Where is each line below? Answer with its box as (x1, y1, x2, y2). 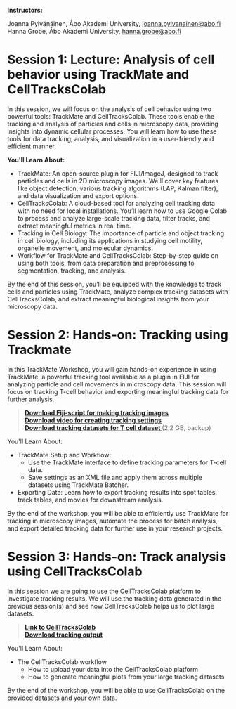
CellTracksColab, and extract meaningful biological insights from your (7, 294, 209, 303)
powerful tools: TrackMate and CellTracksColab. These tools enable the (7, 112, 215, 120)
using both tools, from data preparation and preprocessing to (17, 259, 195, 267)
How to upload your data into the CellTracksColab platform (27, 665, 199, 673)
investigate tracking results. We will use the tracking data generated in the (7, 594, 222, 603)
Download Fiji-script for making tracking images (24, 408, 169, 417)
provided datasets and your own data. (7, 694, 117, 702)
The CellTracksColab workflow (17, 657, 107, 666)
